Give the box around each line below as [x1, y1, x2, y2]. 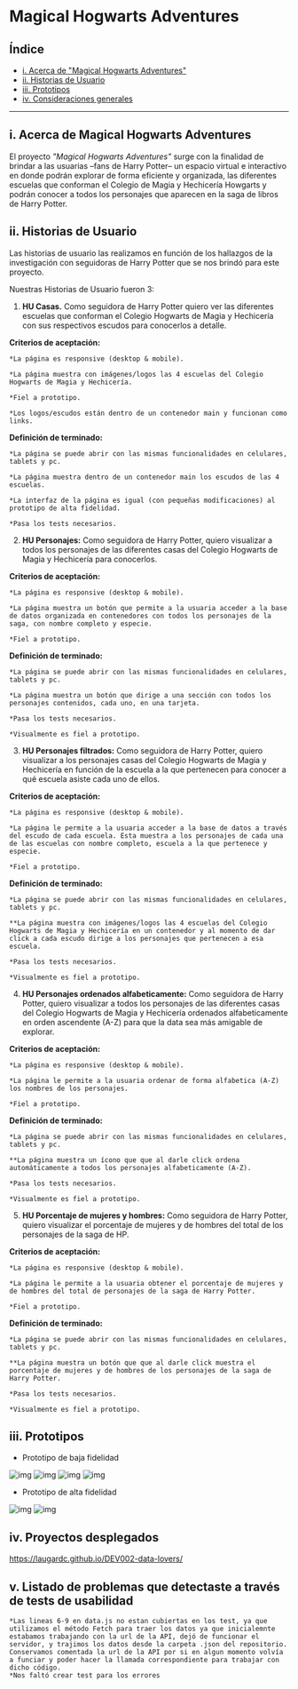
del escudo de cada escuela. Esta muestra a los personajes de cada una [9, 831, 284, 841]
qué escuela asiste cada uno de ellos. [21, 773, 161, 784]
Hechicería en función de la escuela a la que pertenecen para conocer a [21, 764, 286, 775]
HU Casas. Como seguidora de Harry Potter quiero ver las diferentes [21, 300, 274, 312]
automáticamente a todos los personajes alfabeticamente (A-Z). [9, 1163, 252, 1172]
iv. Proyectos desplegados [9, 1530, 160, 1545]
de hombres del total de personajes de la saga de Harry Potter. [9, 1287, 255, 1295]
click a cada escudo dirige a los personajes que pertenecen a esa [9, 934, 264, 943]
